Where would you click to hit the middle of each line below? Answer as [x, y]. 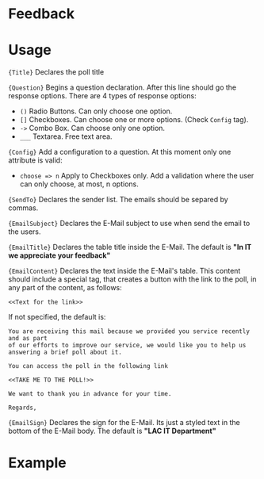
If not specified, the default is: [57, 317]
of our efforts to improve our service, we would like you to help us [127, 346]
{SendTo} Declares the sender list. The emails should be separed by [118, 200]
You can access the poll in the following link [88, 366]
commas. [23, 208]
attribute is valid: [35, 160]
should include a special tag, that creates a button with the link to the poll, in [132, 279]
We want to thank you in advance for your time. [90, 394]
